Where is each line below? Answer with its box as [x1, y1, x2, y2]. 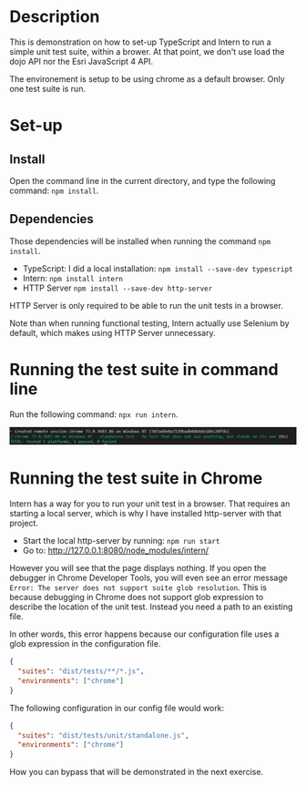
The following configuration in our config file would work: [9, 702, 225, 713]
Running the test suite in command [9, 359, 280, 380]
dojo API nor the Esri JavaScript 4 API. [9, 56, 153, 66]
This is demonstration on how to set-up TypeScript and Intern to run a [9, 36, 271, 47]
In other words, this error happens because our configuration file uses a [9, 628, 280, 639]
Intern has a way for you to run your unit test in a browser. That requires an [9, 498, 291, 509]
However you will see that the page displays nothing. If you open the [9, 563, 267, 574]
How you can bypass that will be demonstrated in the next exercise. [9, 767, 264, 778]
